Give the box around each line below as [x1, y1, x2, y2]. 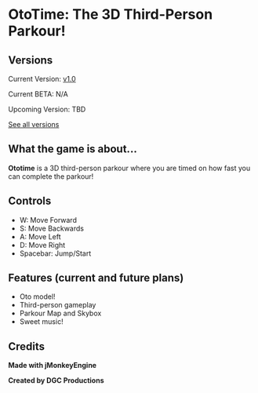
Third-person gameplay [19, 300, 96, 310]
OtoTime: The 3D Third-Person [8, 5, 213, 24]
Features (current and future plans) [8, 271, 184, 285]
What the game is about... [8, 143, 137, 156]
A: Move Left [19, 231, 61, 241]
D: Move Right [19, 240, 66, 249]
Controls [8, 195, 52, 208]
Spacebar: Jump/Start [19, 249, 92, 258]
